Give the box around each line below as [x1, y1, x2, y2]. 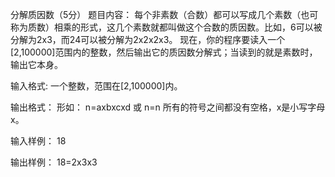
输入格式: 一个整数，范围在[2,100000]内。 [10, 80, 183, 92]
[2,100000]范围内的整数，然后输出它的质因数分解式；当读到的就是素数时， [10, 46, 318, 58]
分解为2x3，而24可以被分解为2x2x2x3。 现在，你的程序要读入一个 [10, 34, 286, 45]
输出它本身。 [10, 59, 63, 70]
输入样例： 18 [10, 135, 67, 147]
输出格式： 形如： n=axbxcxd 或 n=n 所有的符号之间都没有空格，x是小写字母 [10, 101, 326, 113]
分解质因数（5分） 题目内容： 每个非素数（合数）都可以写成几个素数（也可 [10, 9, 319, 20]
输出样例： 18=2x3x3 [10, 156, 98, 168]
